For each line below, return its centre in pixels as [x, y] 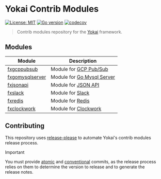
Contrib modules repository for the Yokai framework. [70, 32]
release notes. [19, 172]
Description [83, 61]
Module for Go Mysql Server [83, 77]
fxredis [15, 101]
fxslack [16, 92]
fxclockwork [22, 108]
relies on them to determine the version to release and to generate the [75, 167]
